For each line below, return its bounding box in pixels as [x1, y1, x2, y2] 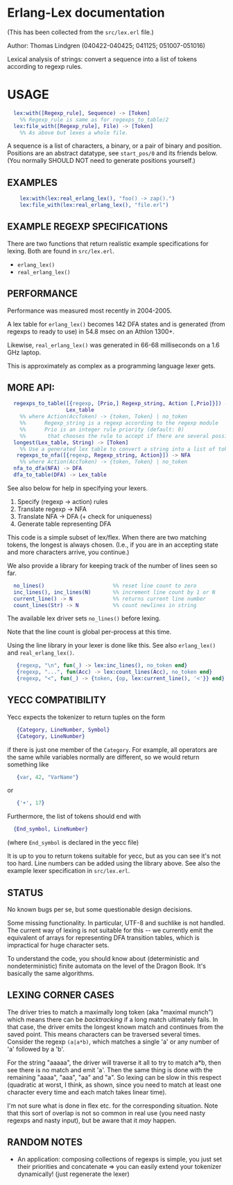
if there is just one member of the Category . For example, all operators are [7, 745, 218, 753]
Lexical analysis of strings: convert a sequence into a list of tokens [7, 54, 198, 63]
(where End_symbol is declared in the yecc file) [7, 838, 139, 847]
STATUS [7, 886, 44, 899]
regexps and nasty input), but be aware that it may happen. [7, 1116, 177, 1124]
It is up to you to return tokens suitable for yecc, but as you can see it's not [7, 852, 221, 861]
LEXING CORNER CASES [7, 989, 114, 1001]
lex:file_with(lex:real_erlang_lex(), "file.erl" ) [19, 202, 169, 209]
